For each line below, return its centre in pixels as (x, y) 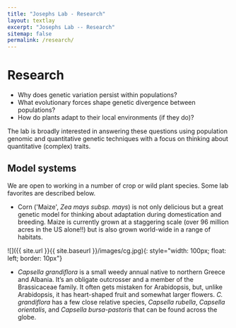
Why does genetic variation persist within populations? (98, 95)
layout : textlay (31, 21)
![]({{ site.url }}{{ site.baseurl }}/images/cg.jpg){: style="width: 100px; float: (117, 250)
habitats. (30, 237)
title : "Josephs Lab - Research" (57, 14)
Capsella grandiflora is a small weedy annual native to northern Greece (122, 272)
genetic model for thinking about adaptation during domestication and (119, 214)
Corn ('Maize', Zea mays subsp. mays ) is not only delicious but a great (120, 207)
